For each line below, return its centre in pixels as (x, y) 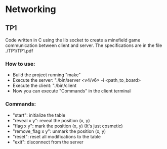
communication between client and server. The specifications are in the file (84, 45)
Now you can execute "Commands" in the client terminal (72, 91)
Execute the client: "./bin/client (45, 86)
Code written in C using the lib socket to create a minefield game (73, 40)
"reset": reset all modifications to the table (57, 136)
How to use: (20, 64)
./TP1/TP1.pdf (19, 51)
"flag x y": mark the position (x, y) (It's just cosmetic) (68, 126)
